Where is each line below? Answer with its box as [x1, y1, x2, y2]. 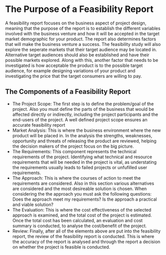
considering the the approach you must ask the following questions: [12, 191, 152, 197]
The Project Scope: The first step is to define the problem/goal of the [12, 101, 154, 107]
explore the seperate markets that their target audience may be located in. [5, 46, 158, 52]
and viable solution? [12, 201, 54, 208]
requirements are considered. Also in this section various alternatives [12, 180, 155, 186]
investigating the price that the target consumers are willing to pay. [5, 73, 142, 79]
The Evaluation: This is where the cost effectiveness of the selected [12, 207, 152, 213]
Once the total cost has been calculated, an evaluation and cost [12, 217, 143, 223]
